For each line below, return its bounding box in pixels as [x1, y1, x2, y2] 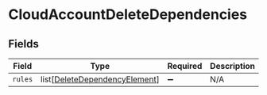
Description [210, 61, 256, 71]
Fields [8, 37, 40, 51]
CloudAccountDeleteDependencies [8, 6, 248, 24]
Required [167, 61, 203, 71]
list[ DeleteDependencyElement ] [40, 74, 161, 85]
